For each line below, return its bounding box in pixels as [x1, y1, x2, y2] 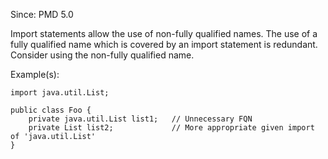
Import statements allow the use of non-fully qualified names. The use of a [10, 28, 318, 39]
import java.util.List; [10, 88, 110, 98]
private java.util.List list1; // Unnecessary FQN [28, 114, 253, 124]
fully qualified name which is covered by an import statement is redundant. [10, 39, 318, 50]
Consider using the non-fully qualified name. [10, 49, 195, 61]
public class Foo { [10, 105, 92, 115]
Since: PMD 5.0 [10, 9, 74, 20]
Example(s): [10, 69, 60, 80]
